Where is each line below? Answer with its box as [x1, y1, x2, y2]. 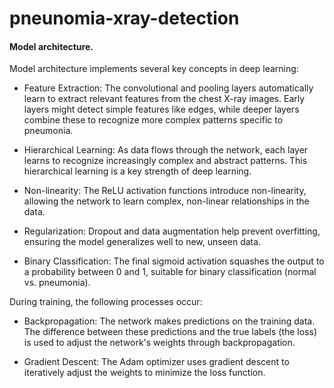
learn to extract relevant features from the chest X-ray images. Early [23, 93, 306, 105]
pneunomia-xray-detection [9, 7, 240, 30]
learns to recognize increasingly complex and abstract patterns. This [23, 155, 308, 167]
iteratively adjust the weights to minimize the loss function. [23, 367, 266, 379]
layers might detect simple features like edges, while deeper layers [23, 103, 300, 116]
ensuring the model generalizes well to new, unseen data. [23, 236, 262, 248]
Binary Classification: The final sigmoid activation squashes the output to [23, 255, 325, 267]
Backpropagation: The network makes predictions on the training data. [23, 315, 316, 327]
